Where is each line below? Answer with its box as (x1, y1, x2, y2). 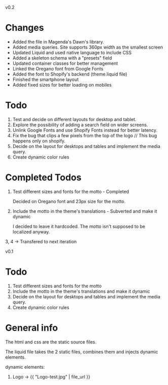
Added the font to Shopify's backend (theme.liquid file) (12, 71, 128, 77)
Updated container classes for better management (12, 60, 118, 66)
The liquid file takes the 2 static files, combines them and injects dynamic (5, 349, 158, 355)
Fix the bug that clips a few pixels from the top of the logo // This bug (12, 132, 157, 138)
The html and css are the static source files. (5, 339, 97, 345)
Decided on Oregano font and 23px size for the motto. (12, 198, 125, 204)
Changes (5, 22, 44, 33)
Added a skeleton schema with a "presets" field (12, 55, 112, 61)
